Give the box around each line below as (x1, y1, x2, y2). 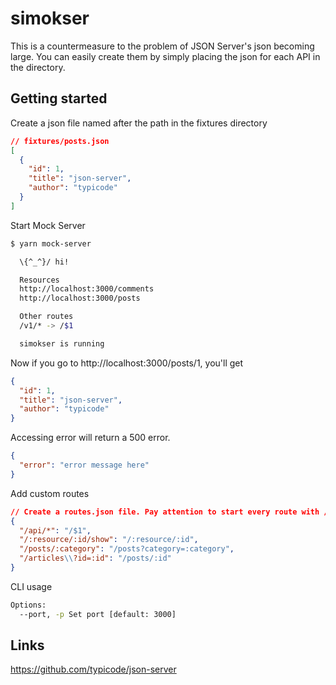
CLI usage (10, 580, 53, 592)
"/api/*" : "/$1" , (19, 525, 92, 536)
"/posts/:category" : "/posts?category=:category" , (19, 544, 235, 554)
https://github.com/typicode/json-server (10, 663, 177, 676)
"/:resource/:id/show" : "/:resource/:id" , (19, 535, 199, 545)
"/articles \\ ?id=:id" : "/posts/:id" (19, 553, 172, 564)
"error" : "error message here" (19, 460, 150, 470)
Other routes (19, 312, 74, 322)
